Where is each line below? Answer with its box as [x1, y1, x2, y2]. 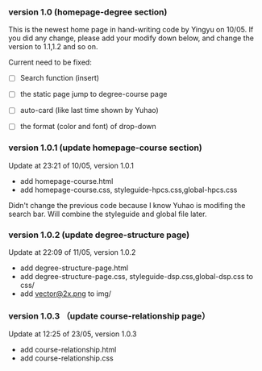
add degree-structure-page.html [19, 263, 129, 273]
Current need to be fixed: [8, 57, 93, 67]
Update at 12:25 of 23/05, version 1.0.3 [8, 329, 137, 339]
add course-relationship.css [19, 353, 114, 363]
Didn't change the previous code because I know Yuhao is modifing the [8, 200, 246, 210]
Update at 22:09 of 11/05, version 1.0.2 [8, 248, 136, 257]
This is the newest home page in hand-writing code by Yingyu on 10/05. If [8, 25, 254, 35]
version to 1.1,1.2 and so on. [8, 42, 98, 52]
